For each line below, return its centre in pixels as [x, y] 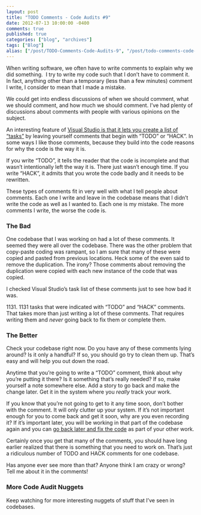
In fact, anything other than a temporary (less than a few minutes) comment [99, 81]
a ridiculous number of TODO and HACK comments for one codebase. [93, 454]
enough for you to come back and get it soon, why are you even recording [98, 416]
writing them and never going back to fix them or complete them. [86, 320]
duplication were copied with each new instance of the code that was [92, 271]
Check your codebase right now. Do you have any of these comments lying [99, 349]
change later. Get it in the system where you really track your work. [89, 392]
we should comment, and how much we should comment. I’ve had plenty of [100, 105]
